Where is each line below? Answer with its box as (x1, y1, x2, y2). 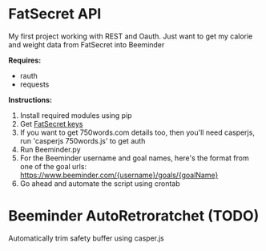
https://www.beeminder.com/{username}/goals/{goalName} (19, 170, 219, 180)
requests (19, 79, 50, 89)
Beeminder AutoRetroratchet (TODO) (8, 207, 260, 225)
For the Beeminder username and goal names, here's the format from (19, 153, 250, 163)
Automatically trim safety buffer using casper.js (8, 233, 164, 243)
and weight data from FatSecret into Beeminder (8, 39, 165, 49)
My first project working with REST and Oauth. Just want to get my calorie (8, 31, 253, 41)
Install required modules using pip (19, 110, 132, 120)
